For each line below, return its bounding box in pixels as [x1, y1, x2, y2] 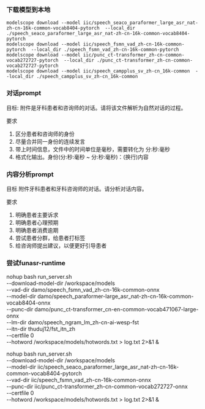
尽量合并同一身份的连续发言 [15, 138, 86, 145]
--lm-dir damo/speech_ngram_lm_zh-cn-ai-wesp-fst [6, 319, 140, 326]
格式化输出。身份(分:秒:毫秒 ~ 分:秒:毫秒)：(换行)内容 [15, 153, 149, 160]
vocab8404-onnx [6, 299, 51, 306]
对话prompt [6, 89, 42, 98]
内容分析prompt [6, 170, 54, 179]
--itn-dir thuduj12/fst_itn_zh [6, 325, 75, 333]
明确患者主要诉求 [15, 211, 59, 219]
